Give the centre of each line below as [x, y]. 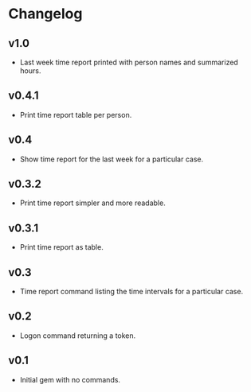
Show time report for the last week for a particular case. [112, 159]
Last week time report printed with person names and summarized [129, 62]
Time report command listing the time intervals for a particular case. [131, 292]
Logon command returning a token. [78, 336]
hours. [30, 71]
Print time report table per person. [76, 114]
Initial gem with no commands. [70, 379]
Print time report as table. [61, 247]
